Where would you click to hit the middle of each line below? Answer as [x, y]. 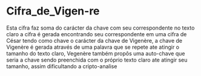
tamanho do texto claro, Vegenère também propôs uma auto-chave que [96, 53]
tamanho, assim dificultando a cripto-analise [62, 66]
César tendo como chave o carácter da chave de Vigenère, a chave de [94, 40]
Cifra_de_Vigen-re [53, 11]
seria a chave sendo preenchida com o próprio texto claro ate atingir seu [97, 60]
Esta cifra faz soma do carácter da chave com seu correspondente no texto [100, 28]
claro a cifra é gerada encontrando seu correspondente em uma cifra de [97, 34]
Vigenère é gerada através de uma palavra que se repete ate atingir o [93, 47]
